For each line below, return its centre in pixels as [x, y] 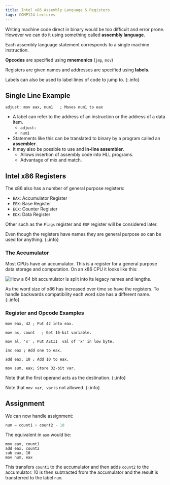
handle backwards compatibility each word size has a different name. [78, 294]
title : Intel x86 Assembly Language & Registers [58, 10]
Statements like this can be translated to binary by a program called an [87, 139]
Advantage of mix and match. [51, 160]
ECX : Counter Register [35, 209]
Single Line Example [38, 96]
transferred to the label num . [34, 478]
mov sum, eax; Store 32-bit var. [41, 368]
